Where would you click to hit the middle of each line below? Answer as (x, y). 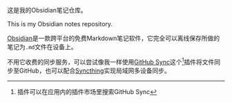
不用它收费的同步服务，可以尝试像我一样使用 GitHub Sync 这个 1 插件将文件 (111, 61)
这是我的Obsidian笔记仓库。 (47, 10)
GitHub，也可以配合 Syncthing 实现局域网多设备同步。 (95, 71)
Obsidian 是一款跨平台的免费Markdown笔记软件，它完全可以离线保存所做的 (113, 38)
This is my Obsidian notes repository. (60, 24)
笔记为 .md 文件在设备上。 (42, 47)
